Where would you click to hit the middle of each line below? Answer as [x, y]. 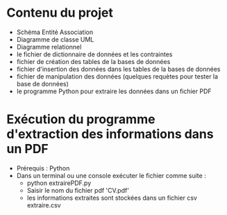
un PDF [28, 149]
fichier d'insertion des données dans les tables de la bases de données [118, 69]
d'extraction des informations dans [110, 134]
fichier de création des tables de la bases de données [93, 61]
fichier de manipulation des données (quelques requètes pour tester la [117, 76]
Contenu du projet [60, 13]
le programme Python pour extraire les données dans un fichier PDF [114, 91]
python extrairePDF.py [59, 183]
